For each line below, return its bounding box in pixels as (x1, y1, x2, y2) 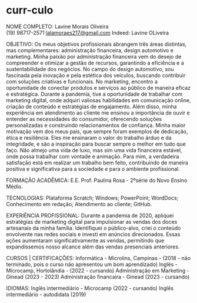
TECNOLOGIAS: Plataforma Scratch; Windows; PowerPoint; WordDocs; (6, 194, 179, 201)
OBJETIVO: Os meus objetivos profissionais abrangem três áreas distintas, (6, 41, 187, 48)
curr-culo (6, 4, 54, 17)
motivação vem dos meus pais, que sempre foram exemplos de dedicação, (6, 127, 188, 135)
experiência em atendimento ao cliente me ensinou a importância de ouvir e (6, 109, 190, 116)
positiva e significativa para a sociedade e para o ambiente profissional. (6, 165, 181, 172)
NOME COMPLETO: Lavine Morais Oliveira (6, 23, 109, 30)
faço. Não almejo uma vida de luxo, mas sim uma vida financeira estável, (6, 146, 182, 153)
